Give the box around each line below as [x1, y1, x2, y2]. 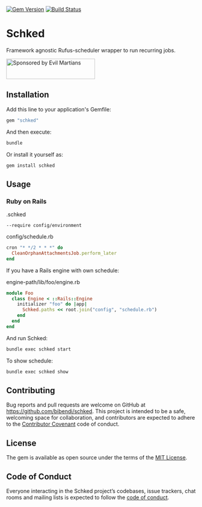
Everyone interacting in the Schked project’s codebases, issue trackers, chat [6, 488, 196, 494]
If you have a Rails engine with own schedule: [6, 267, 119, 274]
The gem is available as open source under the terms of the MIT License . [6, 454, 188, 461]
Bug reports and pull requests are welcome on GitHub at [6, 401, 146, 409]
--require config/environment [6, 223, 82, 229]
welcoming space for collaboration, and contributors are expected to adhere [6, 414, 195, 421]
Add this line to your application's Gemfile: [6, 105, 111, 113]
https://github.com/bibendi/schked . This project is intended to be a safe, [6, 408, 186, 415]
